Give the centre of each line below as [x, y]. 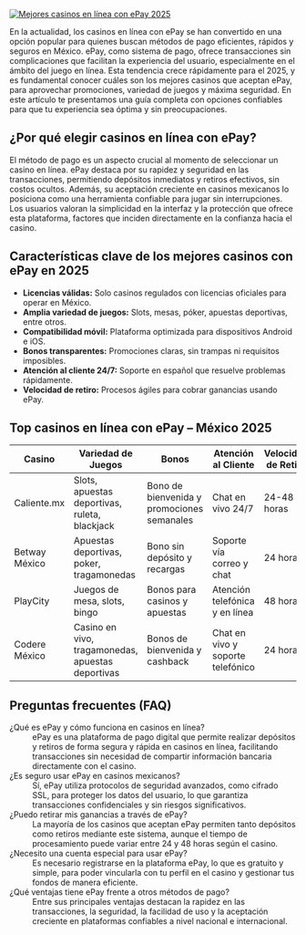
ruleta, [87, 514]
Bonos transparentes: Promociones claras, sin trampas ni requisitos [151, 350]
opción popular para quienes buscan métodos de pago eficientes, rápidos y [152, 42]
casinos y [168, 601]
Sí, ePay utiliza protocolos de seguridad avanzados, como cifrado [155, 785]
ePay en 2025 [49, 270]
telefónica [234, 601]
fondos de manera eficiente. [85, 883]
